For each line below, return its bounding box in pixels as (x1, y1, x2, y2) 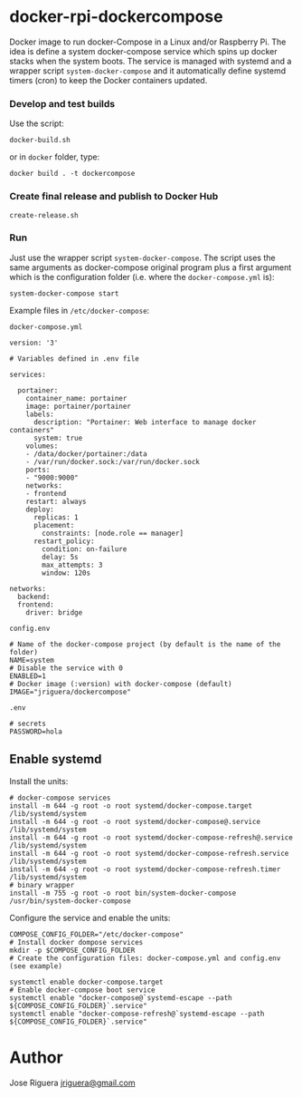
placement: (33, 520, 75, 529)
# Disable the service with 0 (9, 664, 124, 673)
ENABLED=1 (9, 671, 47, 681)
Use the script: (9, 118, 65, 129)
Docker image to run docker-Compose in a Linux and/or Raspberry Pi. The (9, 36, 287, 47)
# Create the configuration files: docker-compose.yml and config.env (9, 954, 281, 963)
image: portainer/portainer (25, 402, 131, 411)
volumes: (25, 442, 59, 451)
